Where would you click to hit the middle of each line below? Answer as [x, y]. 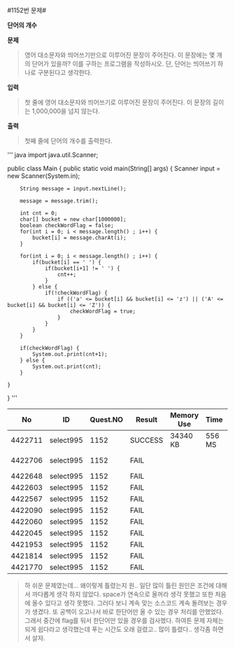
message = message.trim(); [59, 201]
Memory [185, 415]
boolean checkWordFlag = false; [67, 226]
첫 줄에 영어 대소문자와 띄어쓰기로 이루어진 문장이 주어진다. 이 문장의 [117, 102]
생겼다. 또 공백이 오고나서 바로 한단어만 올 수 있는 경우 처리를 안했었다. [128, 612]
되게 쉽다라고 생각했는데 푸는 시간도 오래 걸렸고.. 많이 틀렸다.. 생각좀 [117, 629]
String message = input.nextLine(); [73, 189]
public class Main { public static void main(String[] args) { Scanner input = [114, 168]
